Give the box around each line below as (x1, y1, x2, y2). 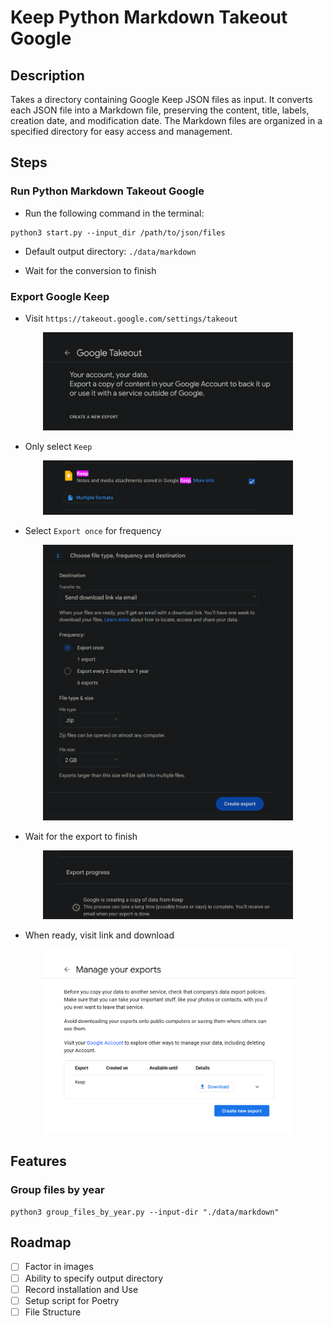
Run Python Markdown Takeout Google (10, 184, 205, 198)
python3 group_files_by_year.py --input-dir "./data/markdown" (10, 1207, 280, 1217)
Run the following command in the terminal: (24, 207, 205, 219)
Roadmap (10, 1234, 72, 1251)
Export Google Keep (10, 289, 110, 303)
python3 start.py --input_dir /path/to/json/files (10, 227, 226, 238)
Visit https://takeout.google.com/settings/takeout (24, 312, 238, 324)
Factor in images (24, 1261, 94, 1273)
